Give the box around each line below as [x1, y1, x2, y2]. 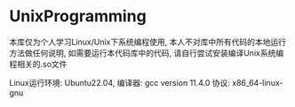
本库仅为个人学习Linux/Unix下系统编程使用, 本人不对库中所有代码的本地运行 [9, 36, 287, 47]
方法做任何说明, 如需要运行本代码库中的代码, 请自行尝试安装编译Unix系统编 [9, 47, 284, 58]
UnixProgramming [9, 6, 147, 27]
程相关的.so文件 [9, 58, 68, 69]
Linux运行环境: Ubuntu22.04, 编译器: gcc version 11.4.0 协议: [9, 77, 231, 88]
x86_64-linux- [232, 77, 283, 88]
